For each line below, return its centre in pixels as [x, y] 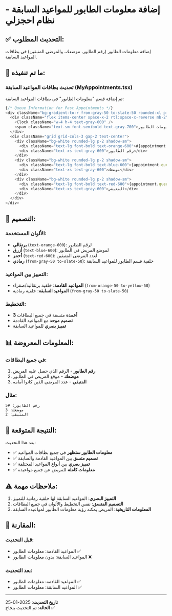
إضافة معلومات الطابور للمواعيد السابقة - [83, 9]
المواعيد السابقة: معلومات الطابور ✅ [47, 587]
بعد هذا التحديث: [20, 443]
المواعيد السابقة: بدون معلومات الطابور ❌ [52, 557]
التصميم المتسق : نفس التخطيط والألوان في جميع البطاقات [68, 504]
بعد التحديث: [19, 570]
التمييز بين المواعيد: [27, 274]
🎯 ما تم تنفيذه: [25, 73]
